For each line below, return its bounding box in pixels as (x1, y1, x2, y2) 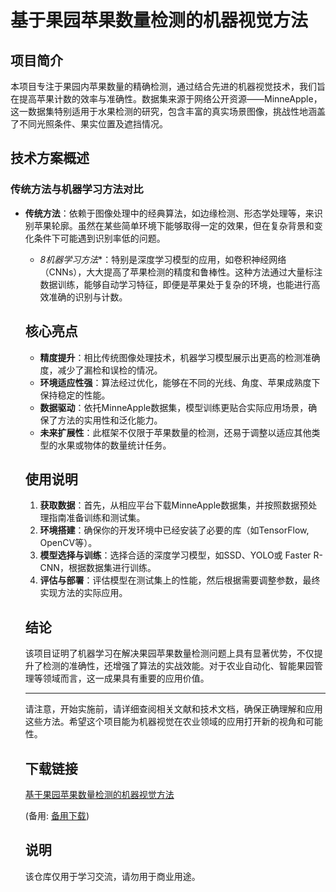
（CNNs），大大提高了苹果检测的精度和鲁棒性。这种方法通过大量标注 (39, 266, 323, 278)
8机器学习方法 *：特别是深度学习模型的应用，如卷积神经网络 (39, 253, 287, 265)
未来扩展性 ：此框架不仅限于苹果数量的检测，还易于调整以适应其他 (39, 426, 312, 438)
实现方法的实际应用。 (39, 587, 128, 599)
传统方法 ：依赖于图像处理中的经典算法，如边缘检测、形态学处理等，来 (24, 207, 315, 219)
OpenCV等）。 (39, 537, 98, 549)
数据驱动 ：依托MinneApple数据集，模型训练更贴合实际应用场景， (39, 401, 309, 413)
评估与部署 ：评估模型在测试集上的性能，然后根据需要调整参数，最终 (39, 574, 321, 586)
